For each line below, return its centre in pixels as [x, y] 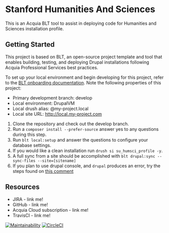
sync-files [24, 161]
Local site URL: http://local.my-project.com [57, 114]
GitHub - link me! [30, 204]
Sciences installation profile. [35, 28]
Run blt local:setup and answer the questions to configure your [80, 139]
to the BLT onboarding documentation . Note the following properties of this [83, 82]
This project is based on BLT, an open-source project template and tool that [84, 57]
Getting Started [30, 45]
